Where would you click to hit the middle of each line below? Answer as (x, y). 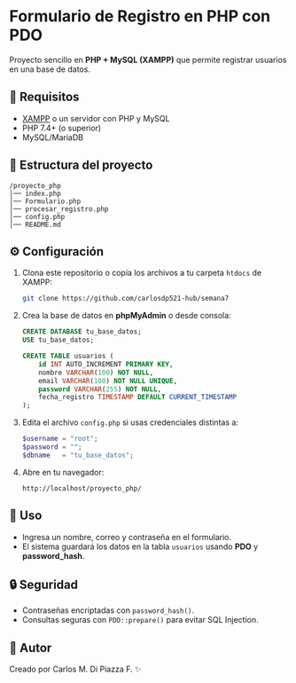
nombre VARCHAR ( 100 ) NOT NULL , (96, 373)
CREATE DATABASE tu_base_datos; (82, 332)
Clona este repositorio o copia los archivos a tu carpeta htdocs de (142, 273)
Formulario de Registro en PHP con (140, 16)
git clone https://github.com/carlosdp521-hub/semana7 (125, 299)
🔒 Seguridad (43, 584)
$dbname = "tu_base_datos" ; (78, 455)
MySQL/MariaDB (53, 137)
